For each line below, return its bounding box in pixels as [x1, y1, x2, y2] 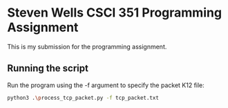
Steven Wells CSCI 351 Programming [7, 5, 222, 21]
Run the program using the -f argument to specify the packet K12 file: [7, 81, 205, 89]
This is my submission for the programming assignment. [7, 42, 167, 51]
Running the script [7, 62, 88, 74]
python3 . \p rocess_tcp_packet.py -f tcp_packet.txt [7, 94, 159, 101]
